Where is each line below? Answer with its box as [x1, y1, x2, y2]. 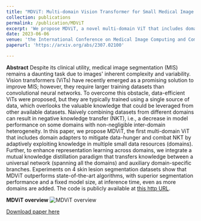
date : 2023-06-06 [6, 31, 50, 37]
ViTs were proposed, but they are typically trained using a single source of [6, 95, 190, 102]
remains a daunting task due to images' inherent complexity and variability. [6, 70, 191, 77]
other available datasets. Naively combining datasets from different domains [6, 108, 194, 116]
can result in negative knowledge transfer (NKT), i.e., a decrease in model [6, 114, 188, 122]
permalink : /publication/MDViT [6, 20, 84, 26]
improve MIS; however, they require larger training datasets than [6, 83, 165, 90]
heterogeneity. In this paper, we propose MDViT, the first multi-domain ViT [6, 127, 190, 135]
